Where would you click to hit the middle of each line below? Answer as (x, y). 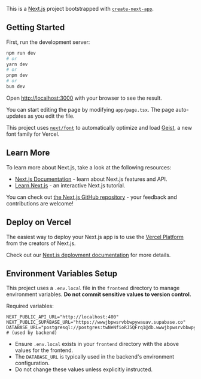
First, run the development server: (48, 42)
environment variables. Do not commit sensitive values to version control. (99, 294)
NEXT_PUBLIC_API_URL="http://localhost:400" (63, 317)
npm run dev (21, 53)
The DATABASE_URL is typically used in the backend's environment (95, 357)
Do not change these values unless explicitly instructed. (84, 369)
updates (16, 116)
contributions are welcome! (40, 203)
